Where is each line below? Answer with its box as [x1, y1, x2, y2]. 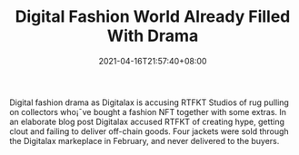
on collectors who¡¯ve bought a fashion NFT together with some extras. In [9, 106, 287, 117]
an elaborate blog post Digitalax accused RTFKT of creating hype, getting [9, 116, 284, 127]
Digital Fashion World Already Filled [15, 6, 291, 27]
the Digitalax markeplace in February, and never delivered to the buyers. [9, 135, 280, 146]
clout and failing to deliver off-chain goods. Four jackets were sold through [9, 125, 289, 137]
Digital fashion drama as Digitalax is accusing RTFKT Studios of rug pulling [9, 97, 289, 108]
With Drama [106, 25, 199, 46]
